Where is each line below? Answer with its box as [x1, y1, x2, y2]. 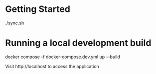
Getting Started [5, 3, 71, 15]
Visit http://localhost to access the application [5, 63, 100, 69]
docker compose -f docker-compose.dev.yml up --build [5, 54, 121, 60]
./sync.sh [5, 20, 24, 26]
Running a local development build [5, 37, 152, 49]
